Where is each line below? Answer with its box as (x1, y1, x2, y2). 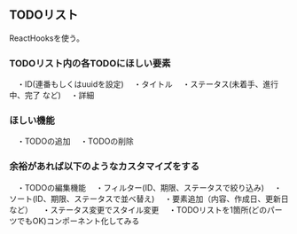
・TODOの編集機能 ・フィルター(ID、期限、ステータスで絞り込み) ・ (16, 182, 282, 192)
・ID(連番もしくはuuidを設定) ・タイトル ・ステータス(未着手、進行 (16, 79, 279, 90)
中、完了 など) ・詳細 (9, 90, 95, 101)
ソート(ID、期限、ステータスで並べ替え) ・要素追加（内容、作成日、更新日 (9, 193, 290, 204)
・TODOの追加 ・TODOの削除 (16, 136, 135, 147)
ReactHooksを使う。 (9, 33, 84, 43)
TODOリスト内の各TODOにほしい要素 (9, 57, 171, 69)
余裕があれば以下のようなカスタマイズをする (9, 160, 200, 173)
